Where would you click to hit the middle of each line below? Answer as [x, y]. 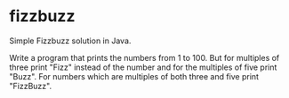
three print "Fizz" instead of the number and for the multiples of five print [143, 67]
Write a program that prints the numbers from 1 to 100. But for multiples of [144, 57]
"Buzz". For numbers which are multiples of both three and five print [134, 76]
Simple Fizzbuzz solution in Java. [70, 41]
